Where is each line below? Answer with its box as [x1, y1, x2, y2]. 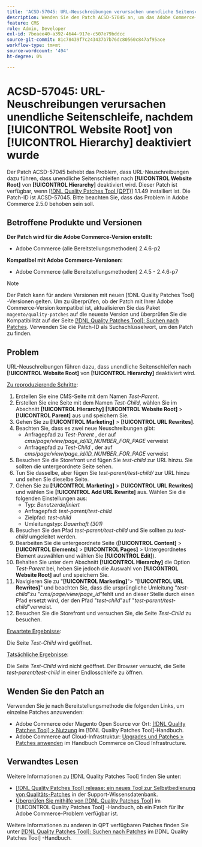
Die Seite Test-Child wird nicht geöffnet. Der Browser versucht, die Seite [7, 663, 186, 670]
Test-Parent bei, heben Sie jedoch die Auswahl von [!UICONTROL [15, 565, 179, 572]
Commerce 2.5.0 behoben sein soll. [7, 200, 95, 207]
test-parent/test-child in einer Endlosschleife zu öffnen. [7, 669, 144, 676]
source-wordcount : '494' [7, 48, 69, 54]
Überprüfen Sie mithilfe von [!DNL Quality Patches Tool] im [15, 797, 161, 804]
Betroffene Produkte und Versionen [7, 217, 143, 228]
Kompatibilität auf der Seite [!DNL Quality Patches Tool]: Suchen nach [7, 317, 179, 324]
